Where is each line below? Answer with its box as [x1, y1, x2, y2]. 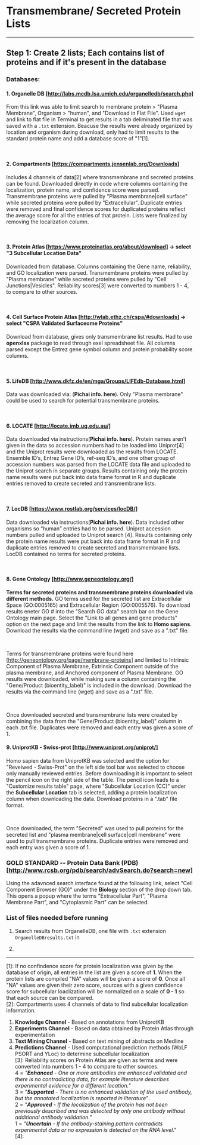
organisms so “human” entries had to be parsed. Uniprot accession [6, 524, 171, 532]
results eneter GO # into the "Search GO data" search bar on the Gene [6, 607, 179, 615]
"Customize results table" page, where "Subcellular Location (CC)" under [6, 782, 186, 790]
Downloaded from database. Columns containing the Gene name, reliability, [6, 263, 192, 270]
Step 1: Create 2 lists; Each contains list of [6, 48, 165, 58]
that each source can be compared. [6, 994, 94, 1001]
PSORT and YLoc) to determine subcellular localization [14, 1050, 150, 1057]
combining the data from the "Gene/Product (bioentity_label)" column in [6, 717, 183, 725]
